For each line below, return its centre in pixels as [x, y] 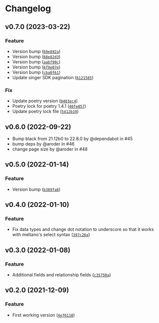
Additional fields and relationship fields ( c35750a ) [62, 275]
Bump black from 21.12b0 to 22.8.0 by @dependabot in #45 [72, 139]
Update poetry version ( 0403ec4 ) [45, 101]
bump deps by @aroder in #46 [43, 144]
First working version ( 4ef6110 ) [44, 315]
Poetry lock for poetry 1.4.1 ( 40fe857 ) [49, 106]
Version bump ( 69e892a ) [36, 51]
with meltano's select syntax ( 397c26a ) [51, 235]
